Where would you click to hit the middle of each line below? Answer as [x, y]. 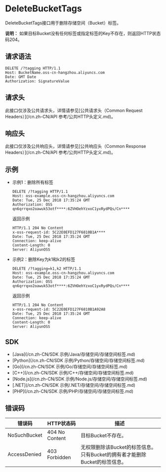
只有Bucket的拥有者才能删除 [114, 454]
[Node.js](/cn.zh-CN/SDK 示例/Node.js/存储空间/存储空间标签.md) [80, 379]
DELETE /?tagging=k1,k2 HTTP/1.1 [47, 269]
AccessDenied [24, 454]
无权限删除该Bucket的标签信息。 [119, 447]
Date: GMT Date [21, 77]
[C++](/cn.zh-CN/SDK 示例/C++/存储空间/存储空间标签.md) [73, 373]
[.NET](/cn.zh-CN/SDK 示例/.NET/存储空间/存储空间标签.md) [74, 385]
